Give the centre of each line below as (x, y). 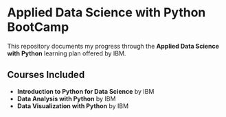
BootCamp (38, 27)
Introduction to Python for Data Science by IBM (86, 91)
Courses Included (46, 75)
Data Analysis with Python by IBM (66, 99)
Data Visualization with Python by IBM (73, 106)
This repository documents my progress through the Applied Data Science (113, 46)
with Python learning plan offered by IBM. (67, 53)
